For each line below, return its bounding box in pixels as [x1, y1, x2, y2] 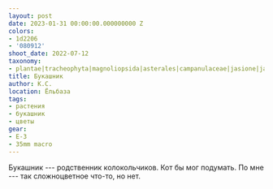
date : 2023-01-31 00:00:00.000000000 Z [8, 19, 144, 28]
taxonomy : [8, 58, 42, 66]
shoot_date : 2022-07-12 [8, 49, 89, 58]
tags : [8, 95, 27, 103]
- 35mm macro [8, 140, 53, 148]
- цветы [8, 118, 35, 126]
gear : [8, 125, 27, 133]
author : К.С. [8, 79, 53, 88]
